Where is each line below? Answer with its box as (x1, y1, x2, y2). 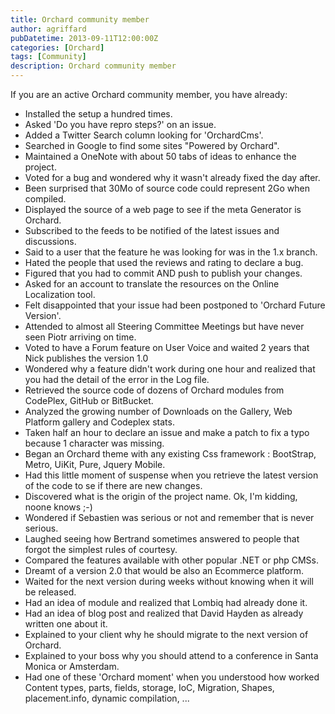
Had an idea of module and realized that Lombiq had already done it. (24, 597, 308, 608)
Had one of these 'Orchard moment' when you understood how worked (24, 671, 320, 683)
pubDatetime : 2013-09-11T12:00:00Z (10, 33, 159, 43)
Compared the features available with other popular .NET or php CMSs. (24, 554, 320, 566)
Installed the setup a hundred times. (24, 108, 173, 120)
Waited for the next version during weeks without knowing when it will (24, 576, 314, 587)
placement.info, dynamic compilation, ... (24, 692, 190, 704)
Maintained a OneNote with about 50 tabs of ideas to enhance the (24, 151, 297, 162)
